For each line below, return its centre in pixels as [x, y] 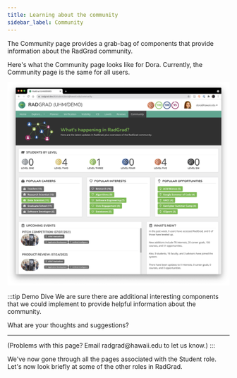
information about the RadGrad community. [70, 51]
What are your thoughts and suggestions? [68, 325]
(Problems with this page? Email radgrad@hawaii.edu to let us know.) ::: [111, 345]
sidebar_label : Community [45, 22]
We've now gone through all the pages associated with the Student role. [112, 359]
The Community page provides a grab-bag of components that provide [110, 43]
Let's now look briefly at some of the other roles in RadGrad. [95, 366]
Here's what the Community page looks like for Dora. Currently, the [105, 64]
